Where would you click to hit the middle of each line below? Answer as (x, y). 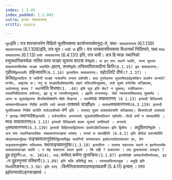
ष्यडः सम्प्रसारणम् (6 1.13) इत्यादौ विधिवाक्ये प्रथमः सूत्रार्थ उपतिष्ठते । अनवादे (66, 122)
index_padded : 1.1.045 (29, 15)
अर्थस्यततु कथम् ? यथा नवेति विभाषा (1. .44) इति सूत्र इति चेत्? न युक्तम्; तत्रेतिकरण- (75, 88)
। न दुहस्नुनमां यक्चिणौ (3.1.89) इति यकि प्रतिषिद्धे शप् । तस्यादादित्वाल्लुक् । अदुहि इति (75, 161)
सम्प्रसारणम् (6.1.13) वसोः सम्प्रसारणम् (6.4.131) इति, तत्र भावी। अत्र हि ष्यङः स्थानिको (72, 55)
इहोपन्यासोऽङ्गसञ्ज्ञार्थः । (26, 172)
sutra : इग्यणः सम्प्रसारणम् (26, 19)
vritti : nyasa (20, 24)
